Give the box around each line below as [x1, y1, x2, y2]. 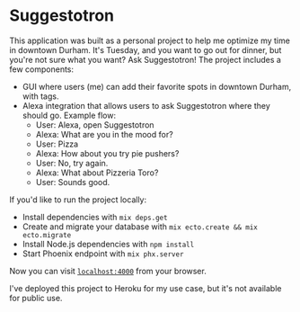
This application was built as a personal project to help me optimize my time [9, 35, 290, 46]
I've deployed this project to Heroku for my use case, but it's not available [9, 282, 282, 293]
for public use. [9, 292, 63, 303]
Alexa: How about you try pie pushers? [35, 147, 180, 158]
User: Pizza [35, 138, 79, 149]
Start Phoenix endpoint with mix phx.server [22, 248, 184, 259]
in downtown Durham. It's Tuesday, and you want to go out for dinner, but [9, 44, 282, 55]
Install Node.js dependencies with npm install [22, 238, 195, 249]
